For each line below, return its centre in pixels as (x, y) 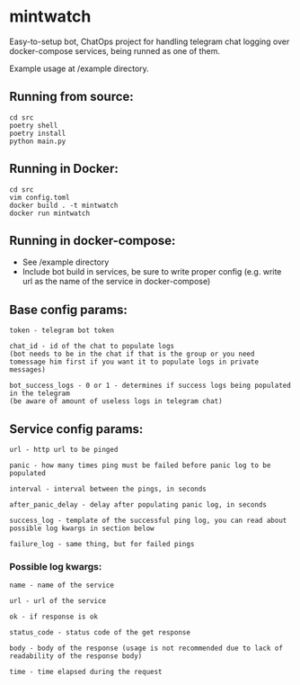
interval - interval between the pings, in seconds (108, 489)
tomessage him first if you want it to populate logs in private (134, 362)
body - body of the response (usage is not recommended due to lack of (146, 649)
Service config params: (76, 429)
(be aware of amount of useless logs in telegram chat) (116, 401)
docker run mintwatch (50, 213)
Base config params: (69, 309)
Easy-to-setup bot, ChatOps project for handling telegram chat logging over (150, 41)
